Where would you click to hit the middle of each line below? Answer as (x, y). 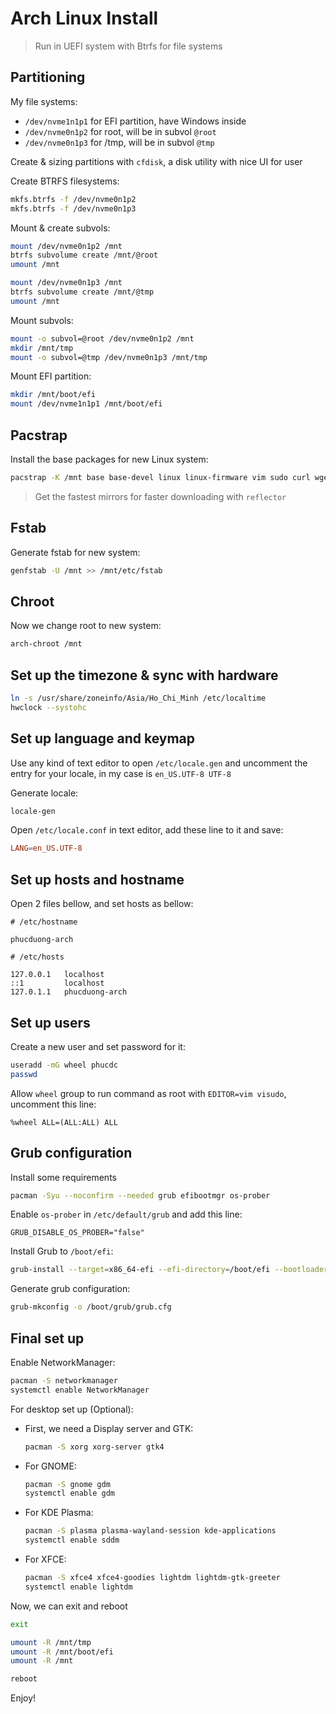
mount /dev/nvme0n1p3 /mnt (66, 283)
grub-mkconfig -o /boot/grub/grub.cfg (91, 1307)
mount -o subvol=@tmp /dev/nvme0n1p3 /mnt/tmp (109, 357)
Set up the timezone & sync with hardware (144, 675)
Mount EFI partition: (51, 376)
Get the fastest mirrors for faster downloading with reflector (160, 496)
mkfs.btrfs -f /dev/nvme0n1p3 (73, 208)
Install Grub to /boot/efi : (62, 1251)
